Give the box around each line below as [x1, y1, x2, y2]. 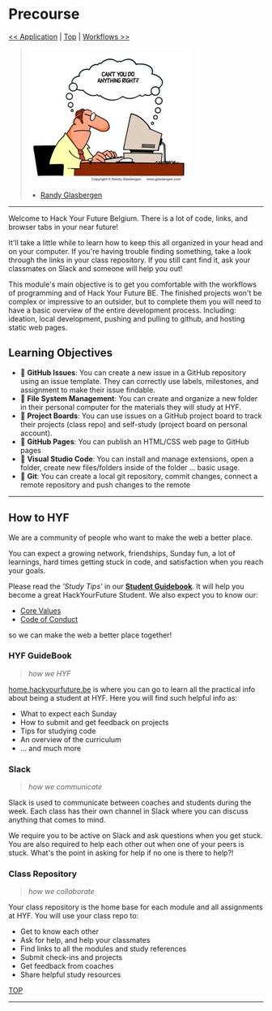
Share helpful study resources [19, 970, 121, 979]
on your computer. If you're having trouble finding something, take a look [8, 246, 252, 256]
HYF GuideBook [8, 650, 72, 662]
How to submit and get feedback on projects [19, 717, 169, 727]
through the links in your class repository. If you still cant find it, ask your [8, 255, 251, 265]
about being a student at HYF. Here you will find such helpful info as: [8, 693, 238, 702]
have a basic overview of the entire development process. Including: [8, 305, 236, 315]
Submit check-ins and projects [19, 953, 123, 962]
